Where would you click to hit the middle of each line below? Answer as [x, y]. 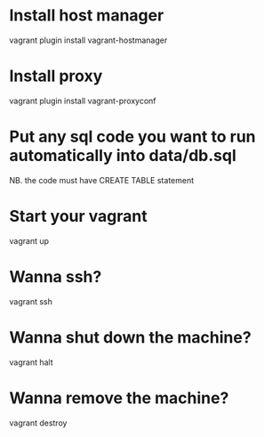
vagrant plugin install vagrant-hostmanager [88, 40]
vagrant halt [31, 362]
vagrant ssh [31, 301]
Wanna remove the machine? [119, 398]
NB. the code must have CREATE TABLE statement [102, 180]
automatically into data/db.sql [123, 156]
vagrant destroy [38, 423]
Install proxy [56, 76]
